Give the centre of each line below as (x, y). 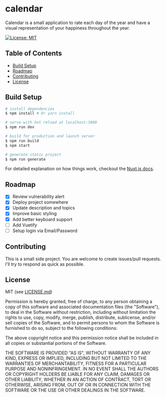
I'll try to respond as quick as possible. (45, 264)
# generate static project (33, 154)
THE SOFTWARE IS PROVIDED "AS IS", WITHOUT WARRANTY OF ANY (78, 353)
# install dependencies (30, 109)
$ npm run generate (25, 159)
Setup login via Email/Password (45, 231)
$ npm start (17, 145)
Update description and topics (43, 208)
